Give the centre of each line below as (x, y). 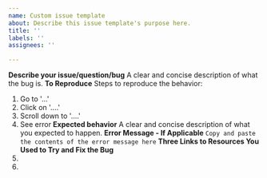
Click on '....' (40, 108)
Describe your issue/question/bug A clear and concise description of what (133, 75)
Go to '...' (34, 99)
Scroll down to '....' (50, 116)
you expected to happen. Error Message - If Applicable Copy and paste (137, 133)
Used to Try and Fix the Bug (67, 150)
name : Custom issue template (57, 16)
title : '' (25, 30)
